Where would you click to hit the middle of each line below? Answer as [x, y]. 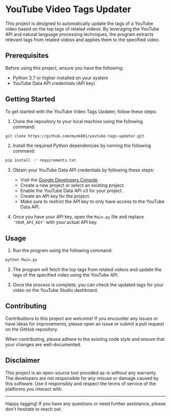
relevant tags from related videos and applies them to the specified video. [83, 40]
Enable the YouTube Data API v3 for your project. [72, 191]
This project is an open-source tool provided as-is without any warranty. [81, 373]
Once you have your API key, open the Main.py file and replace [78, 217]
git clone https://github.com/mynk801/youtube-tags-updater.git [75, 136]
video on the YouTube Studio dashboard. [55, 290]
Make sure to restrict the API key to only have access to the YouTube [92, 201]
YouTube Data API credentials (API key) [54, 83]
